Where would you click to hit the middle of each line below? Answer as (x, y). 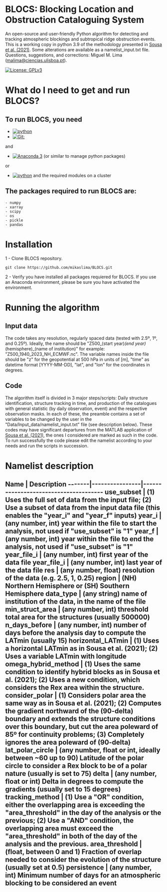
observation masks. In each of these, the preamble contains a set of (75, 413)
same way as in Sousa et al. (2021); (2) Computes (83, 704)
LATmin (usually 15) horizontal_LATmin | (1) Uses (82, 641)
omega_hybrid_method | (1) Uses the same (73, 664)
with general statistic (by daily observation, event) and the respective (76, 408)
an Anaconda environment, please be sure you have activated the (73, 282)
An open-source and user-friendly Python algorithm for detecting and (77, 34)
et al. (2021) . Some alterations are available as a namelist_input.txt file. (78, 50)
